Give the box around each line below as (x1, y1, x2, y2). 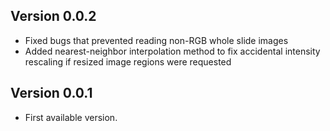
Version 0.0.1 (10, 85, 93, 102)
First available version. (24, 111, 118, 123)
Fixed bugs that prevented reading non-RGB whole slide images (24, 34, 289, 46)
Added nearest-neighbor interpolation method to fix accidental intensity (24, 45, 321, 57)
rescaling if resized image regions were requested (24, 55, 232, 68)
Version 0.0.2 (10, 8, 97, 25)
